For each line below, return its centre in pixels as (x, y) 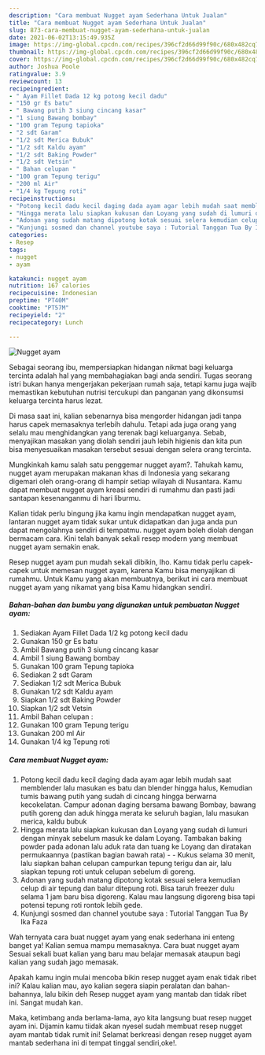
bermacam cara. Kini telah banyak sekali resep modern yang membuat (123, 538)
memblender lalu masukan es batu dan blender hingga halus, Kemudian (136, 788)
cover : (20, 60)
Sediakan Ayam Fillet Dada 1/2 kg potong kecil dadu (104, 633)
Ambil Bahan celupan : (57, 716)
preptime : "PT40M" (39, 301)
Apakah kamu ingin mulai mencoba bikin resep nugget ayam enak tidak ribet (133, 978)
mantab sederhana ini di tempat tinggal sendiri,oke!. (93, 1043)
